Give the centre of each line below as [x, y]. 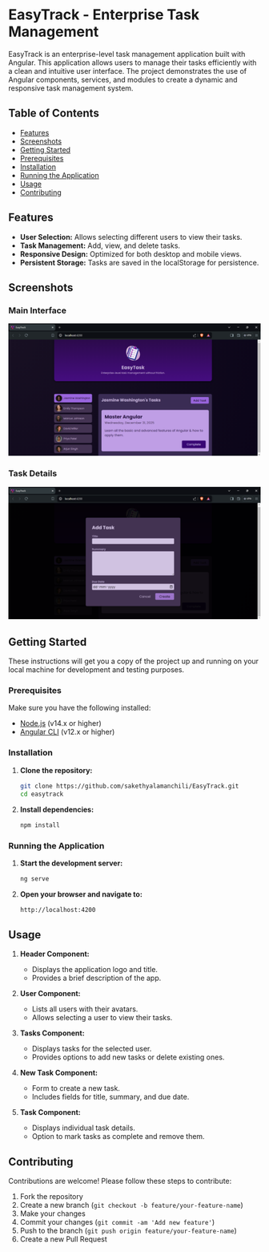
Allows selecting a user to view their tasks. [102, 1018]
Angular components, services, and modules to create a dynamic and [123, 79]
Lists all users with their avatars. [85, 1009]
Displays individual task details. [84, 1128]
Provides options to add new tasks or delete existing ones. [128, 1057]
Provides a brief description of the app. [96, 978]
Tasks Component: [52, 1033]
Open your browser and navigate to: [81, 894]
